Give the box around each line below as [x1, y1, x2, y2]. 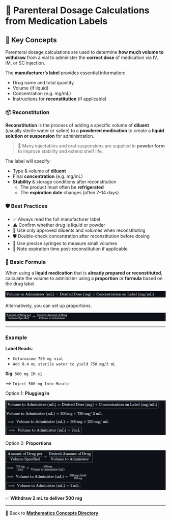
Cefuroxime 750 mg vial [12, 356, 64, 361]
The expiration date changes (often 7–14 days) [20, 190, 119, 196]
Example [5, 334, 27, 341]
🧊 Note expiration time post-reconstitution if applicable [12, 246, 128, 252]
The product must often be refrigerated [20, 184, 104, 190]
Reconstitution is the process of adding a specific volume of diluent [5, 122, 149, 129]
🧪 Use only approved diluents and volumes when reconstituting [12, 227, 146, 233]
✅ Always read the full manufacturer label [12, 216, 100, 222]
